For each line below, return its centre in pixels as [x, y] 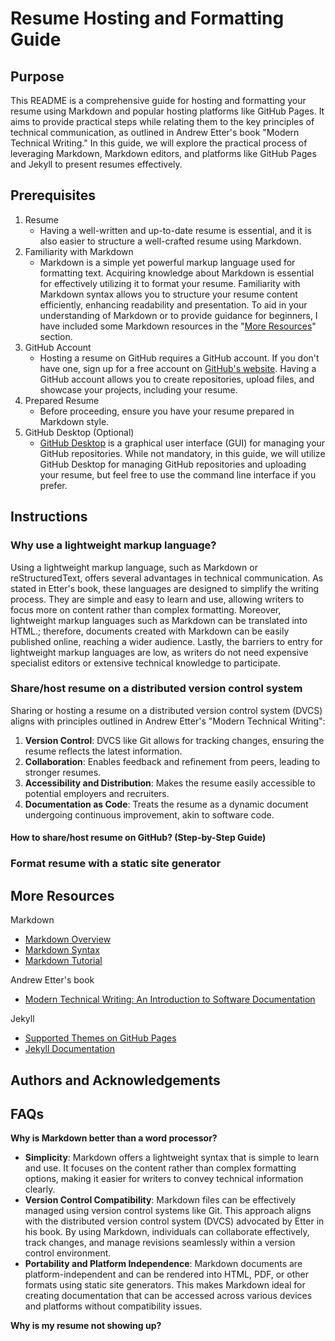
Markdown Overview [68, 939]
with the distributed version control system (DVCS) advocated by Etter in [174, 1221]
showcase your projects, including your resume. [138, 389]
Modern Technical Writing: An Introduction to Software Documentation [170, 999]
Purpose [37, 76]
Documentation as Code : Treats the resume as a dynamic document [166, 804]
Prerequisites [53, 195]
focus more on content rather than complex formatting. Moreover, [146, 609]
